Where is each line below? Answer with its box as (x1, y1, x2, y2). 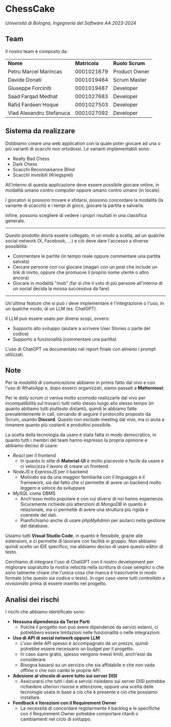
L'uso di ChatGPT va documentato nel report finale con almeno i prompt (5, 346, 156, 352)
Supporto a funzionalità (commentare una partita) (12, 336, 117, 342)
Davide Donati (8, 76, 42, 83)
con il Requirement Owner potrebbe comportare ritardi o (20, 711, 138, 717)
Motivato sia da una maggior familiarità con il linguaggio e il (20, 474, 145, 480)
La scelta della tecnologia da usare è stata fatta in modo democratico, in (5, 432, 157, 438)
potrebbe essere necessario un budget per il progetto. (20, 645, 134, 652)
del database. (20, 523, 49, 529)
